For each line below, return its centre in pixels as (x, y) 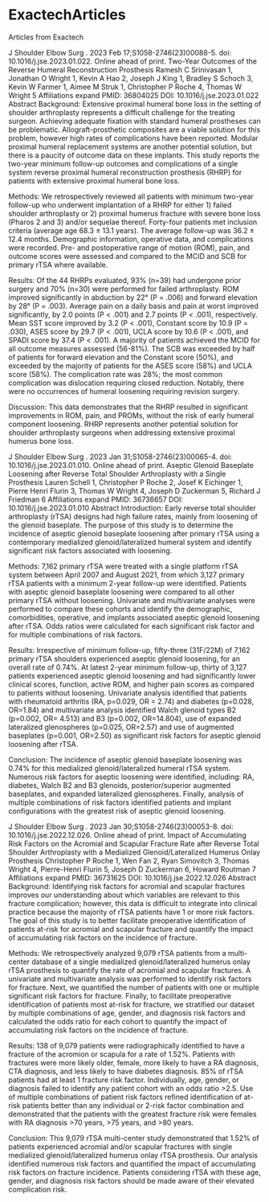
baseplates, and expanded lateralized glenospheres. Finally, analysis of (126, 794)
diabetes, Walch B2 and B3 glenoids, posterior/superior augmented (120, 785)
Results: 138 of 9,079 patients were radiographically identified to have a (126, 1045)
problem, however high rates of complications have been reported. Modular (133, 137)
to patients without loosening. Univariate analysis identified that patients (128, 692)
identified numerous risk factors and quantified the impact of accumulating (132, 1163)
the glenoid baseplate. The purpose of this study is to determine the (121, 525)
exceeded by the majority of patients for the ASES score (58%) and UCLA (130, 365)
